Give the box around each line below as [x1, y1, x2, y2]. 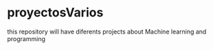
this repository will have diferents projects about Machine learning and [7, 27, 207, 36]
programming [7, 34, 46, 42]
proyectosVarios [7, 5, 104, 21]
